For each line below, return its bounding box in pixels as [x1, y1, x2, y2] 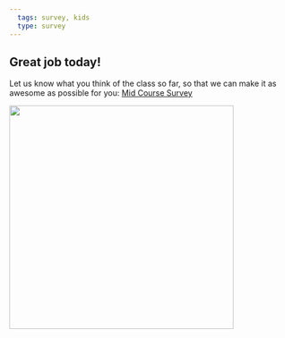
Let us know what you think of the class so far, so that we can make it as [9, 78, 277, 89]
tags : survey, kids [17, 13, 91, 22]
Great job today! [9, 55, 101, 70]
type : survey [17, 21, 66, 30]
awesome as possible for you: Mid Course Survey [9, 88, 193, 98]
